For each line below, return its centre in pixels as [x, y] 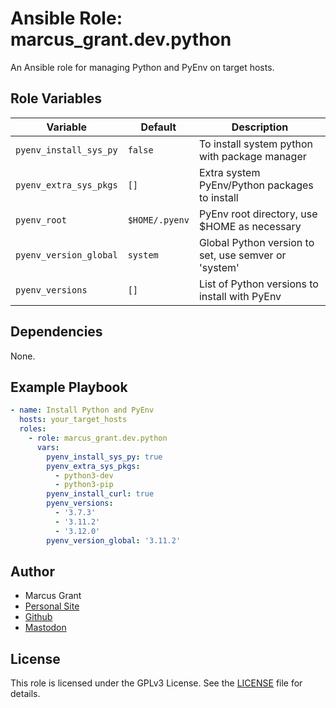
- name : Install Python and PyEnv [82, 410]
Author [32, 571]
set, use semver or [242, 255]
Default [158, 127]
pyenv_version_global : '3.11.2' [114, 540]
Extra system [229, 172]
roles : [33, 429]
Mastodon [45, 628]
